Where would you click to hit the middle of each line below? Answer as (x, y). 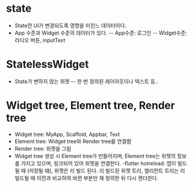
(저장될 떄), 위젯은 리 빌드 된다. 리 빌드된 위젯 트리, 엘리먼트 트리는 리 (106, 171)
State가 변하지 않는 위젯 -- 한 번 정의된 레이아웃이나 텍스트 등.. (86, 81)
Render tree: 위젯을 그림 (43, 148)
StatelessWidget (48, 64)
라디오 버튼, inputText (40, 40)
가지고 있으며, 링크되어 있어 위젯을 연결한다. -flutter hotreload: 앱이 (99, 163)
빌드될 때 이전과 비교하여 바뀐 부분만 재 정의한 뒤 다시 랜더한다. (86, 178)
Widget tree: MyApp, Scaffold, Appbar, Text (67, 134)
